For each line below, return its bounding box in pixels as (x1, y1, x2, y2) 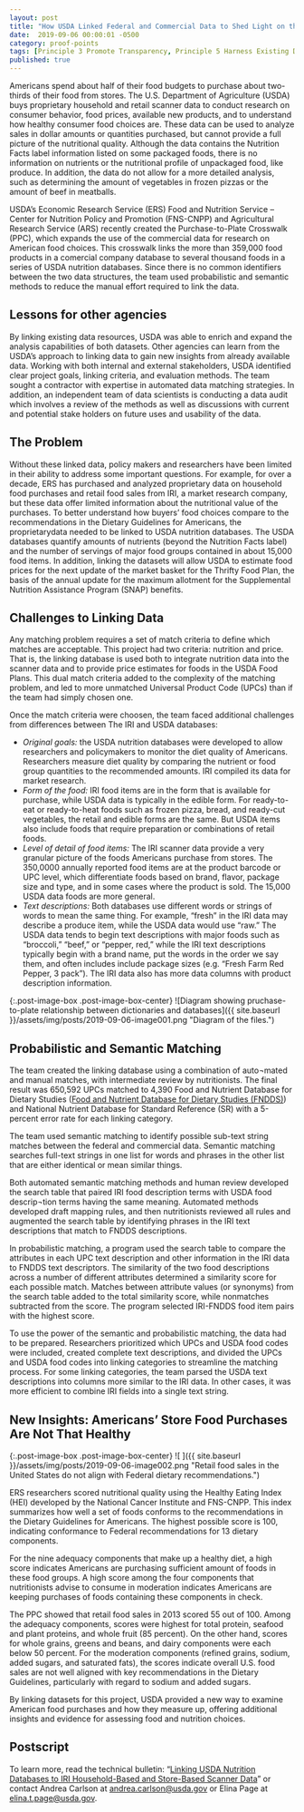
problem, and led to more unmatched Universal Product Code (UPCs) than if (9, 682, 294, 694)
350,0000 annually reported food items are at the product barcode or (22, 862, 281, 873)
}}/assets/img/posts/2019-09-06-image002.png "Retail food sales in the (9, 1460, 280, 1471)
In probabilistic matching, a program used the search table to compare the (9, 1243, 287, 1254)
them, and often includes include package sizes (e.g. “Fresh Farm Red (22, 959, 285, 969)
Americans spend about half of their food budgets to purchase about (9, 81, 266, 91)
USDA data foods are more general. (22, 891, 156, 902)
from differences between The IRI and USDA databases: (9, 719, 219, 730)
